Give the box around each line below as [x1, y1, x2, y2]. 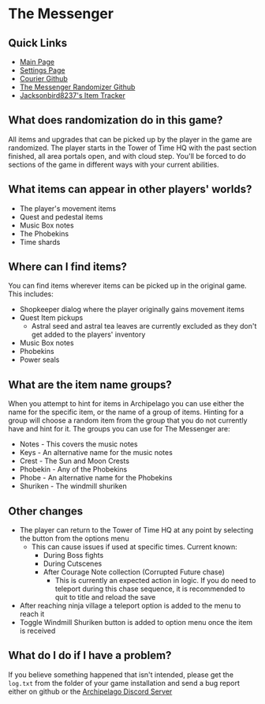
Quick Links [8, 36, 68, 50]
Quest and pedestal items [19, 212, 103, 221]
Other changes [8, 504, 84, 518]
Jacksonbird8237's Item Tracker [19, 91, 126, 100]
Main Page [19, 57, 55, 66]
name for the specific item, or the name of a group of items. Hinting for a [8, 408, 244, 417]
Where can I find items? [8, 260, 128, 273]
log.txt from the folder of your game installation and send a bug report [8, 678, 241, 687]
